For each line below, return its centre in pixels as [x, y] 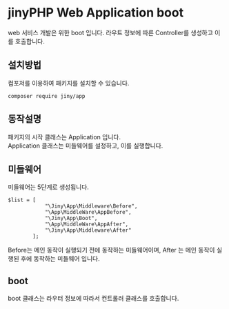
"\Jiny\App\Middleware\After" [88, 230]
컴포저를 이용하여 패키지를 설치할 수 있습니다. [69, 83]
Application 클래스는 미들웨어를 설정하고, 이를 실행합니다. [86, 146]
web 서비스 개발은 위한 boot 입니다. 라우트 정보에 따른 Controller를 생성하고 [110, 32]
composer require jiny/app [47, 96]
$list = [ [22, 200]
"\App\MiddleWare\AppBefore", [88, 212]
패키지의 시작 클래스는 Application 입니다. [64, 137]
